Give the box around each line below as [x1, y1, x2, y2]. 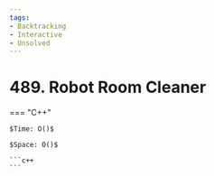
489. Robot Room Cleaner [9, 78, 207, 97]
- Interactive [9, 30, 63, 39]
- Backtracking [9, 22, 67, 31]
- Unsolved [9, 38, 51, 48]
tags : [9, 13, 30, 23]
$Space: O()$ [9, 141, 59, 150]
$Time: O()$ [9, 125, 54, 134]
